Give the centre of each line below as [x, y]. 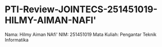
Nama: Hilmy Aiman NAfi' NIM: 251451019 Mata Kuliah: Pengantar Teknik [81, 34]
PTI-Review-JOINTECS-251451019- [81, 9]
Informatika [17, 40]
